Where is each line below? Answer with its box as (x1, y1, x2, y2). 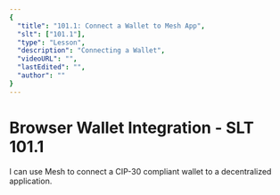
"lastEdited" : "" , (17, 63, 86, 72)
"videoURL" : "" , (17, 54, 78, 63)
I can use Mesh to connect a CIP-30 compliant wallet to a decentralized (9, 166, 272, 176)
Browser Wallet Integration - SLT (9, 118, 254, 138)
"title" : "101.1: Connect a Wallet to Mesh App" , (17, 21, 205, 30)
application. (9, 175, 53, 186)
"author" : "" (17, 71, 66, 80)
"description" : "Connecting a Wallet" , (17, 46, 166, 55)
